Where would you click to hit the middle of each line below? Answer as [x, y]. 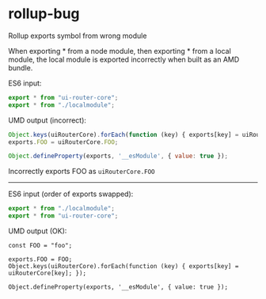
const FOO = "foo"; [40, 246]
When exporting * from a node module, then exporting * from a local [120, 51]
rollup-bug [44, 14]
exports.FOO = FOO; [40, 259]
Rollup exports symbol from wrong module [78, 36]
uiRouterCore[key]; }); [47, 274]
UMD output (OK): [38, 231]
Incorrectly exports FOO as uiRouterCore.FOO [82, 172]
